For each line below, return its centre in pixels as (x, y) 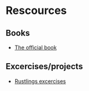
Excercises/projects (44, 66)
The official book (35, 47)
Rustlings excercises (40, 81)
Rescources (36, 11)
